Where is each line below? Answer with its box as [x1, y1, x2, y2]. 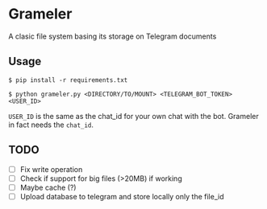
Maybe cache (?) [19, 182, 77, 192]
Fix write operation [19, 164, 83, 174]
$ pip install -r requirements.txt [8, 76, 128, 84]
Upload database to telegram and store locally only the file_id [19, 191, 224, 201]
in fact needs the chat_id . [8, 120, 94, 129]
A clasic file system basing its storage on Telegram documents [8, 31, 217, 41]
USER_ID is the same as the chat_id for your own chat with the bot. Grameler [8, 111, 260, 121]
